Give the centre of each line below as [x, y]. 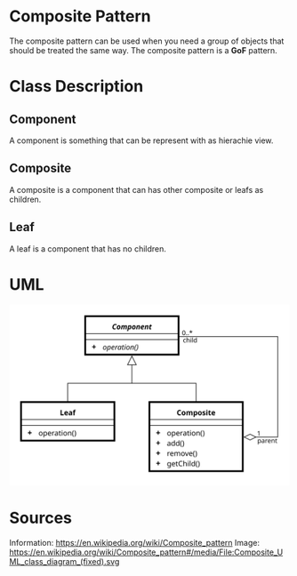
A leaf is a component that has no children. [88, 248]
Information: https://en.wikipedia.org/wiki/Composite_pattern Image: [135, 542]
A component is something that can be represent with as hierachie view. [141, 140]
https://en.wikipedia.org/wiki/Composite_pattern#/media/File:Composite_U [146, 552]
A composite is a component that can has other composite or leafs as [136, 189]
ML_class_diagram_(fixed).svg [64, 561]
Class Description [76, 87]
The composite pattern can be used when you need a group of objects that [147, 41]
